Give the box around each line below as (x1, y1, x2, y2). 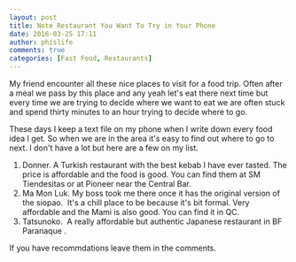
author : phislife (9, 37, 74, 47)
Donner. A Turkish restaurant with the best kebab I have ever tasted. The (21, 160, 288, 170)
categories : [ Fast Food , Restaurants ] (9, 54, 152, 63)
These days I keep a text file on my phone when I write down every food (9, 124, 273, 134)
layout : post (9, 12, 58, 22)
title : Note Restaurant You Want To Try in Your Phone (9, 21, 216, 30)
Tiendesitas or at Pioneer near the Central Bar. (21, 179, 192, 189)
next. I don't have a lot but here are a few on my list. (9, 143, 199, 153)
